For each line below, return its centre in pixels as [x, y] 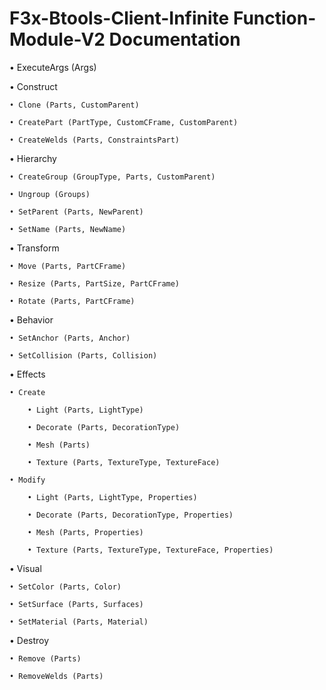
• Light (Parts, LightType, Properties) [112, 497]
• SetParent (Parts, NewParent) [76, 212]
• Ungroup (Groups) [50, 194]
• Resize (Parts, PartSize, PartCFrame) [95, 283]
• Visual [25, 568]
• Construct [33, 86]
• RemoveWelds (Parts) [56, 676]
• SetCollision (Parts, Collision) [83, 355]
